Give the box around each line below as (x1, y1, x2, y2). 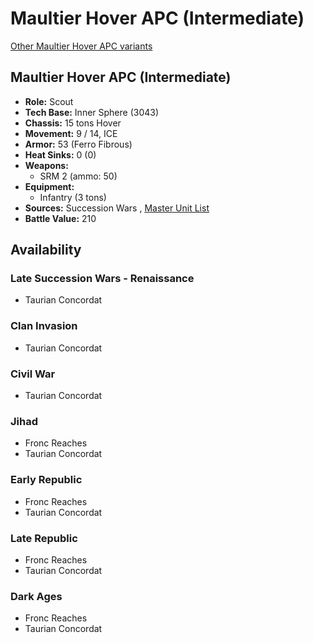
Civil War (10, 367, 56, 381)
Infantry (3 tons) (39, 191, 107, 203)
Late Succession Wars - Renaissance (10, 272, 195, 286)
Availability (10, 242, 82, 259)
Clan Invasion (10, 319, 78, 333)
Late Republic (10, 531, 78, 545)
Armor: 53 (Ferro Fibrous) (24, 138, 133, 150)
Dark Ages (10, 589, 63, 603)
